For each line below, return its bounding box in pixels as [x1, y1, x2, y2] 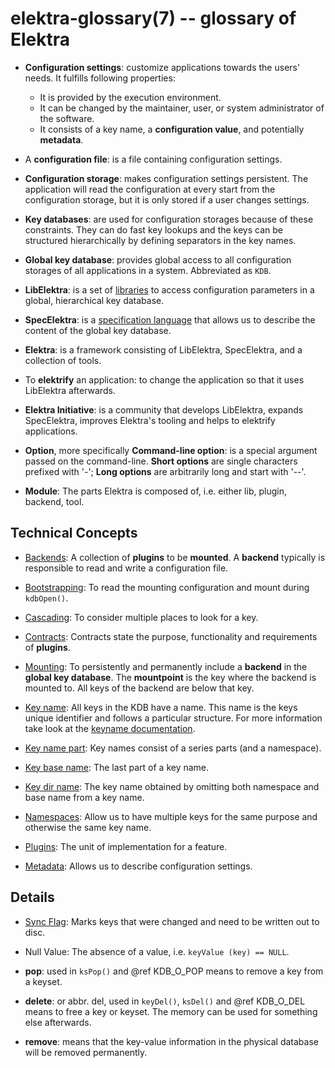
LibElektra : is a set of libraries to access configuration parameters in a [24, 283, 315, 296]
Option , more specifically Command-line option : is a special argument [24, 444, 318, 456]
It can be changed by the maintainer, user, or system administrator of [39, 102, 325, 114]
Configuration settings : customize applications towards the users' [24, 61, 301, 73]
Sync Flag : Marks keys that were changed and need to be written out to [24, 915, 320, 927]
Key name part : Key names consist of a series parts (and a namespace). [24, 742, 322, 754]
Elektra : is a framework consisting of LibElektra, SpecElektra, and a [24, 343, 303, 356]
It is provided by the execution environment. [39, 91, 222, 103]
